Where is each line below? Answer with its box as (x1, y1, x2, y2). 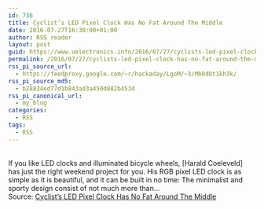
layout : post (8, 41, 51, 49)
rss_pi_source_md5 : (8, 77, 72, 85)
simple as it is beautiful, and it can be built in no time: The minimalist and (8, 174, 244, 185)
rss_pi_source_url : (8, 63, 72, 71)
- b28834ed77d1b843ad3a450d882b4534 (15, 84, 135, 93)
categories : (8, 107, 47, 115)
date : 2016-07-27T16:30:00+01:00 (8, 26, 118, 34)
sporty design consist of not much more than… (8, 183, 160, 192)
